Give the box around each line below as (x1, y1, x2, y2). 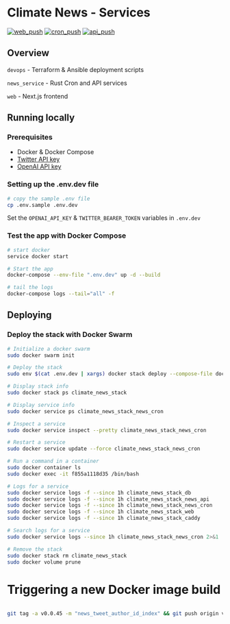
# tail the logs (7, 284, 53, 291)
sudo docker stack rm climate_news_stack (7, 552, 127, 559)
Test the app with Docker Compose (7, 231, 127, 240)
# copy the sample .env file (7, 195, 90, 202)
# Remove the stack (7, 546, 63, 553)
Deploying (7, 310, 52, 321)
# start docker (7, 247, 51, 253)
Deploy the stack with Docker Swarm (7, 330, 133, 340)
